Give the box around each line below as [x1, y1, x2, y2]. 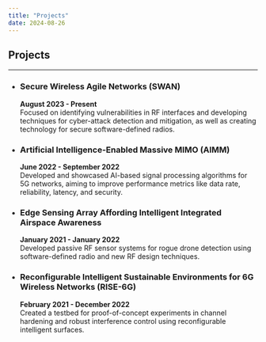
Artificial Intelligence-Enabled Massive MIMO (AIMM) [19, 144, 230, 155]
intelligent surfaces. [19, 325, 85, 334]
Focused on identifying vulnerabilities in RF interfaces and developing [19, 108, 248, 117]
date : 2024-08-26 [8, 19, 66, 27]
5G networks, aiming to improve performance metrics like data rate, [19, 179, 241, 188]
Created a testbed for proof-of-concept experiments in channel [19, 308, 227, 317]
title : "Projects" [8, 11, 69, 20]
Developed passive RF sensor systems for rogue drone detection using [19, 243, 252, 253]
